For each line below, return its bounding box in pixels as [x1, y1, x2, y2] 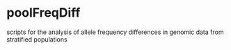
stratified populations [6, 35, 67, 43]
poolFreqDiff [6, 5, 81, 21]
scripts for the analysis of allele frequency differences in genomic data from [6, 28, 224, 36]
